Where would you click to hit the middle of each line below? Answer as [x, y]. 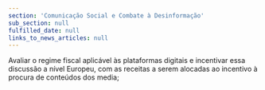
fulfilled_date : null [44, 30]
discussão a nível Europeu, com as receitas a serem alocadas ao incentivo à [133, 69]
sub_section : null [39, 23]
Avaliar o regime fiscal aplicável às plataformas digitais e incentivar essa [127, 61]
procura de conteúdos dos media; [64, 77]
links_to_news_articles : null [58, 38]
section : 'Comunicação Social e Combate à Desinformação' [106, 16]
